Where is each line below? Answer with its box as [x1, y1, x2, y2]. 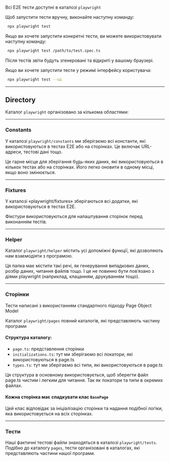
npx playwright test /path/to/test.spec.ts [7, 48, 101, 53]
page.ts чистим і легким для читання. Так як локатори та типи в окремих [5, 377, 163, 383]
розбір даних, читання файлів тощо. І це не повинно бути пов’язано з [5, 268, 154, 274]
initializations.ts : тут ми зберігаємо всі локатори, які [12, 351, 133, 357]
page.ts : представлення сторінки [12, 346, 84, 352]
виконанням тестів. [5, 219, 47, 225]
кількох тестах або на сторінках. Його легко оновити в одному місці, [5, 164, 154, 170]
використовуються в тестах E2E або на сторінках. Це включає [5, 143, 141, 149]
